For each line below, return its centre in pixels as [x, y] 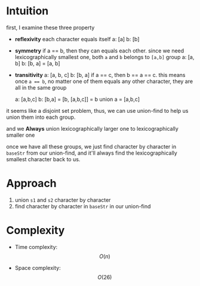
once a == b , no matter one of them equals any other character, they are [104, 81]
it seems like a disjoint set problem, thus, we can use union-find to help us [97, 110]
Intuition [27, 11]
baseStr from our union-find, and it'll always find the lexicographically [92, 153]
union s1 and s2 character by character [63, 200]
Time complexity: [36, 247]
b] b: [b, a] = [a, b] [38, 63]
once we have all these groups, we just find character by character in [91, 146]
